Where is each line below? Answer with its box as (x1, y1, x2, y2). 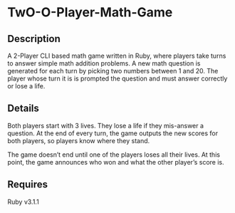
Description (7, 33, 61, 45)
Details (7, 103, 39, 115)
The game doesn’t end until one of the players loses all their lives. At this (7, 150, 221, 159)
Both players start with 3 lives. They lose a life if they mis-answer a (7, 121, 204, 130)
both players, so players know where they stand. (7, 136, 150, 145)
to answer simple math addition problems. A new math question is (7, 59, 201, 68)
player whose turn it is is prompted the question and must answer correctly (7, 74, 228, 83)
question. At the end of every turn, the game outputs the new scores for (7, 129, 219, 137)
